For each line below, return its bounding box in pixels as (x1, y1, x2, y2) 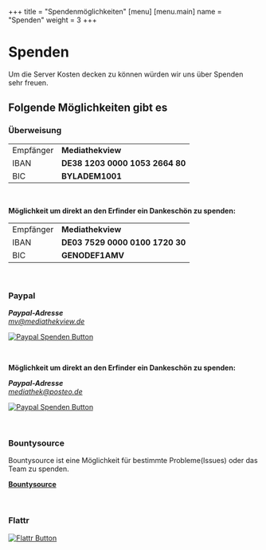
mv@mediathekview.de (8, 316, 85, 326)
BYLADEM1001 (61, 171, 122, 182)
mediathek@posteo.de (8, 387, 83, 396)
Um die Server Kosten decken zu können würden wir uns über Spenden (8, 69, 244, 79)
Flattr (8, 515, 30, 526)
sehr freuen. (8, 77, 49, 87)
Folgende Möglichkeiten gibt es (8, 101, 168, 115)
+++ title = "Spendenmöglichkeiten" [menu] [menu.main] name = (8, 7, 222, 16)
